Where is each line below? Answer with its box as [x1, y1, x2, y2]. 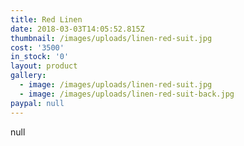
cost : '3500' [10, 42, 65, 53]
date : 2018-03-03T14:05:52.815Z [10, 24, 145, 34]
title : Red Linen [10, 14, 83, 25]
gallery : [10, 71, 47, 81]
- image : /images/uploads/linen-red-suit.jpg [19, 80, 213, 90]
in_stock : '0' [10, 52, 70, 62]
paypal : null [10, 98, 65, 108]
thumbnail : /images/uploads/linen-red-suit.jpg [10, 33, 213, 43]
